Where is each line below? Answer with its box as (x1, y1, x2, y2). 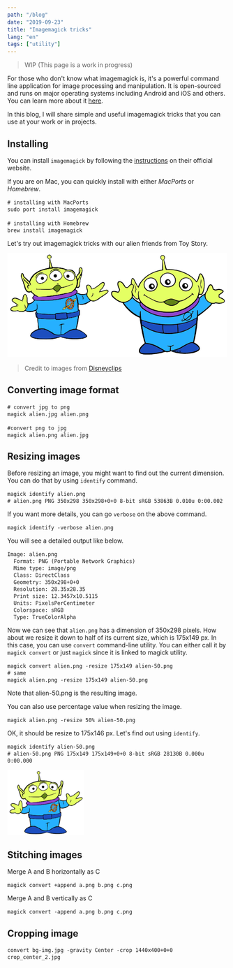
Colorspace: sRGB (13, 607, 64, 614)
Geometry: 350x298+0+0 (13, 579, 80, 586)
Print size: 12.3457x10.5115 (13, 593, 98, 600)
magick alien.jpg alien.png (7, 411, 89, 418)
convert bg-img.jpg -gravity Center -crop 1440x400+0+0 (7, 947, 173, 954)
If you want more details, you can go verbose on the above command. (7, 510, 207, 518)
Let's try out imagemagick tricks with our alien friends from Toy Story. (7, 239, 208, 247)
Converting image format (7, 384, 119, 396)
